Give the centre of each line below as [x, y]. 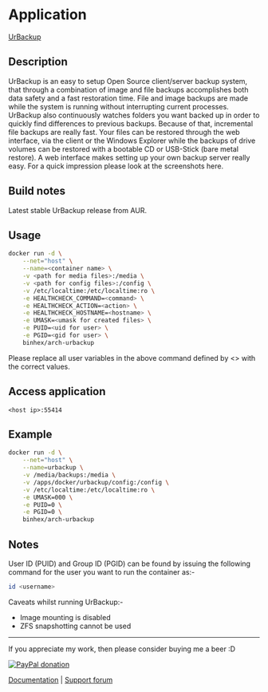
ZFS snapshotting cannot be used [75, 626]
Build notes [37, 191]
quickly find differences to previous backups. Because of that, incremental [131, 123]
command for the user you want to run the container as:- [102, 571]
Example [30, 434]
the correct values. [39, 366]
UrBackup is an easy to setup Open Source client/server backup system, [128, 81]
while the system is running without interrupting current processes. [118, 106]
